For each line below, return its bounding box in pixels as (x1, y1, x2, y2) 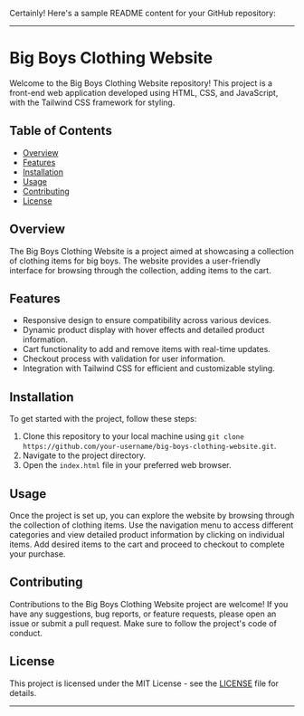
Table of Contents (9, 123, 113, 138)
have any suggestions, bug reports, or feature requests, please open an (9, 608, 277, 619)
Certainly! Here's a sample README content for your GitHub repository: (9, 8, 276, 18)
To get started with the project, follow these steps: (9, 414, 197, 425)
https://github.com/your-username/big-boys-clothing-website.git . (22, 441, 277, 452)
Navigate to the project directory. (22, 450, 147, 461)
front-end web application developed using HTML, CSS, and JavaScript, (9, 87, 279, 98)
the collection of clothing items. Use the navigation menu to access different (9, 520, 294, 530)
